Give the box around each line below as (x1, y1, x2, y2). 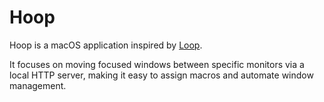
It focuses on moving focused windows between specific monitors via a (9, 58, 305, 70)
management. (9, 79, 67, 91)
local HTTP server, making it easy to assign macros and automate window (9, 69, 314, 81)
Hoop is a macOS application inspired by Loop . (9, 39, 203, 51)
